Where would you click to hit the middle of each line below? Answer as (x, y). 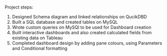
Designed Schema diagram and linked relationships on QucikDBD (79, 17)
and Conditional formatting (40, 48)
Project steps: (19, 7)
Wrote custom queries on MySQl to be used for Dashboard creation (81, 27)
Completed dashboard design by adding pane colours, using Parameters (87, 43)
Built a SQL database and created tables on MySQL (65, 22)
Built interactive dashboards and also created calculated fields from (82, 32)
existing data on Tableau (37, 38)
